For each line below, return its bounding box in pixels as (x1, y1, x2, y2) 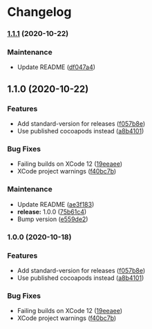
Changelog (7, 4, 72, 20)
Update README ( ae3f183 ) (17, 200, 95, 208)
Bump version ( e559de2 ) (17, 215, 88, 223)
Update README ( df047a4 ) (17, 63, 95, 71)
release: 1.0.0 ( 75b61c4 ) (17, 207, 87, 216)
